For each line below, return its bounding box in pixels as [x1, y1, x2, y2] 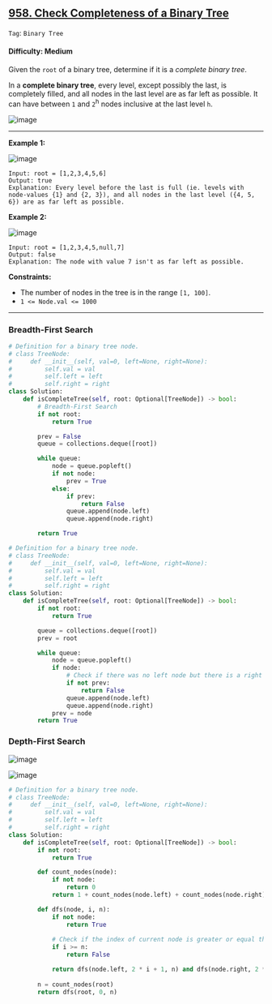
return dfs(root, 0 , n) [37, 988, 117, 996]
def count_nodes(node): [37, 868, 117, 877]
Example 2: [8, 212, 47, 221]
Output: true [8, 176, 53, 185]
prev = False [37, 432, 82, 440]
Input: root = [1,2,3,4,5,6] [8, 169, 107, 178]
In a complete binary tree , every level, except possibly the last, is [8, 80, 227, 90]
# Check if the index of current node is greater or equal [51, 936, 255, 944]
